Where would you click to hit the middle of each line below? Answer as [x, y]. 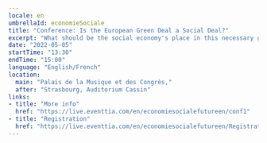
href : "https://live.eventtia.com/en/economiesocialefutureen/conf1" [133, 112]
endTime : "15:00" [37, 60]
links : [19, 97]
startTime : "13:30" [41, 52]
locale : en [26, 15]
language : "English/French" [55, 68]
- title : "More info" [44, 104]
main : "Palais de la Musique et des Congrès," [94, 82]
